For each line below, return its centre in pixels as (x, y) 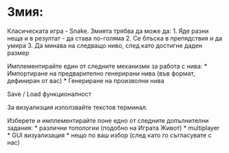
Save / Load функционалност (49, 94)
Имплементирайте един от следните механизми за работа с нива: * (107, 66)
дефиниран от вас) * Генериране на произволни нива (86, 80)
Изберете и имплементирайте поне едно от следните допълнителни (108, 120)
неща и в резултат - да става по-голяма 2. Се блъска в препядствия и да (115, 38)
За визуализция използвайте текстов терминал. (77, 107)
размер (18, 53)
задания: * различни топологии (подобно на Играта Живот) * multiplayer (113, 128)
